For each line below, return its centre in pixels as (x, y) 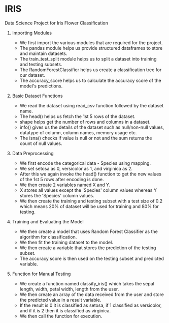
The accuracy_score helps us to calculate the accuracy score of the (90, 80)
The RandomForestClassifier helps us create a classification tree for (91, 70)
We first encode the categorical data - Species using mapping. (85, 163)
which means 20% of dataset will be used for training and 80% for (89, 206)
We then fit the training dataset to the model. (66, 242)
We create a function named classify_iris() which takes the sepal (87, 283)
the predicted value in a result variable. (60, 300)
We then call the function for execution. (61, 316)
